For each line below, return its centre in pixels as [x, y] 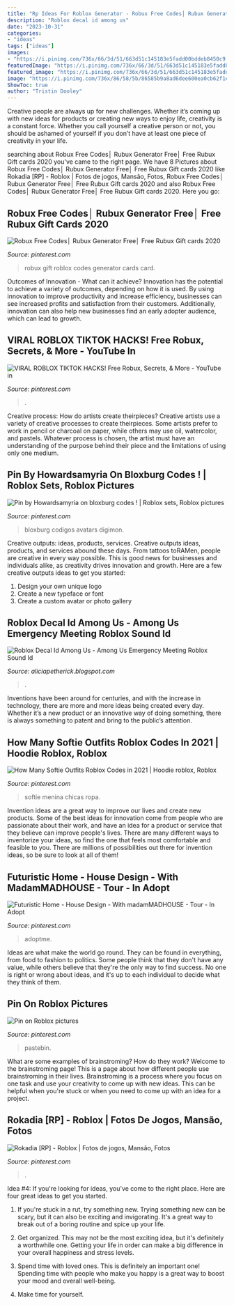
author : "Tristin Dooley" [45, 91]
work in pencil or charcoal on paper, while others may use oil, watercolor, [112, 431]
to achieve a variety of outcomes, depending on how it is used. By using [111, 288]
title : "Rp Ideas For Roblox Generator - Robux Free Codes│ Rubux [106, 14]
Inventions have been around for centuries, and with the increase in [104, 698]
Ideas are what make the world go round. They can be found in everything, [114, 952]
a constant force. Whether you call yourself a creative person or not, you [111, 126]
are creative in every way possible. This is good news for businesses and [112, 557]
